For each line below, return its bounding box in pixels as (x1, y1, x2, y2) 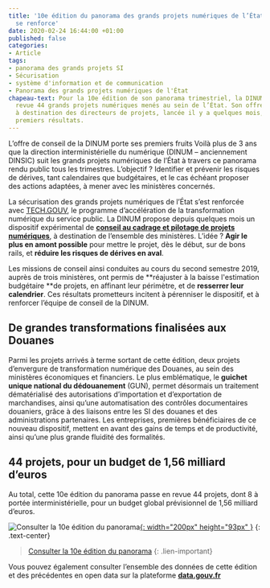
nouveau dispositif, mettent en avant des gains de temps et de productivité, (8, 423, 259, 433)
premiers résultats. (15, 117, 84, 125)
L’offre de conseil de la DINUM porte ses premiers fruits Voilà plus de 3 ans (8, 138, 257, 148)
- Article (8, 49, 42, 57)
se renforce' (15, 19, 59, 27)
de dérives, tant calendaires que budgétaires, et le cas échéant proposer (8, 172, 250, 182)
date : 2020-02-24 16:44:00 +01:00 (8, 27, 125, 35)
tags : (8, 57, 27, 65)
